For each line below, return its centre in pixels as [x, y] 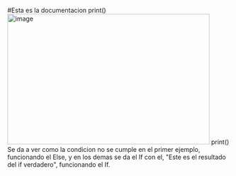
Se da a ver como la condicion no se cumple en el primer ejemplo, [104, 149]
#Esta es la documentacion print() [57, 10]
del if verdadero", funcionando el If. [59, 165]
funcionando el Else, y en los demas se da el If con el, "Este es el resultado [117, 157]
